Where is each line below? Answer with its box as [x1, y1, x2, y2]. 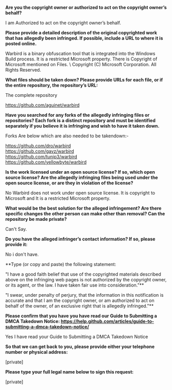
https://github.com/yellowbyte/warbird [5, 159, 87, 165]
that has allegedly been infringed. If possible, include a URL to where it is [5, 35, 163, 41]
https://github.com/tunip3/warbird [5, 154, 78, 159]
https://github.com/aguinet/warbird [5, 102, 80, 108]
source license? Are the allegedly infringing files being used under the [5, 174, 158, 180]
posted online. [5, 40, 37, 47]
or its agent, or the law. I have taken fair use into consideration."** [5, 282, 144, 288]
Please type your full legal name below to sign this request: [5, 369, 134, 375]
